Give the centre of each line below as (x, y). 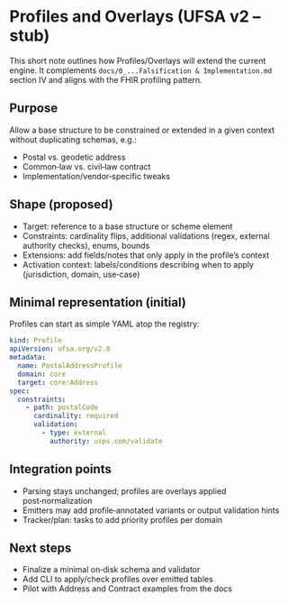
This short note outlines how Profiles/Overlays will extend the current (138, 60)
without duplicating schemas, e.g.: (73, 139)
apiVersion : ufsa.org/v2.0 (60, 349)
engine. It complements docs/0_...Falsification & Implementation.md (141, 70)
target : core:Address (58, 382)
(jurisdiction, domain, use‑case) (81, 274)
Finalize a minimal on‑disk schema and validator (111, 570)
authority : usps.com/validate (106, 441)
